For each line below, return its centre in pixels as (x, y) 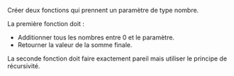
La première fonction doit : (46, 24)
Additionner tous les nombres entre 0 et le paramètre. (96, 37)
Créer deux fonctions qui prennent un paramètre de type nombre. (103, 10)
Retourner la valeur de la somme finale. (75, 45)
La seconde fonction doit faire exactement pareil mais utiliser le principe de (117, 58)
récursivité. (24, 66)
